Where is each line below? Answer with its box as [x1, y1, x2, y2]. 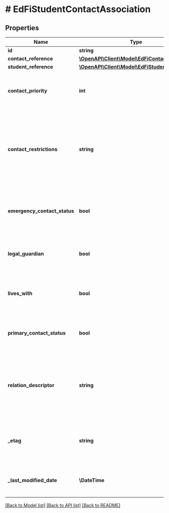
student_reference [8, 63, 54, 70]
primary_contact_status [8, 330, 66, 336]
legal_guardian [8, 250, 44, 257]
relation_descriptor [8, 382, 54, 389]
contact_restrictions [8, 146, 58, 153]
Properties [5, 24, 39, 32]
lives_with [8, 290, 33, 297]
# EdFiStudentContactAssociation [5, 4, 151, 15]
